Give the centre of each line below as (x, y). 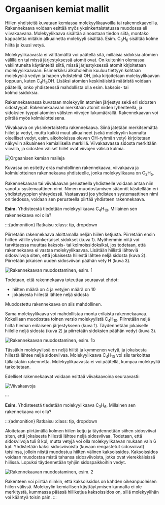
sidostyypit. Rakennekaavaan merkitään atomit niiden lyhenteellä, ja (74, 107)
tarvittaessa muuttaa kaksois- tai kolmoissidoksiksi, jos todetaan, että (76, 245)
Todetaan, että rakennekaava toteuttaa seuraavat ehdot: (62, 280)
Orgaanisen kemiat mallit (57, 9)
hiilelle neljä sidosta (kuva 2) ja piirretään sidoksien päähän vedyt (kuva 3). (81, 331)
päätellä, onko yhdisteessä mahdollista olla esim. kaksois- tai (67, 87)
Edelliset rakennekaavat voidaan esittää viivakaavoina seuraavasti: (72, 376)
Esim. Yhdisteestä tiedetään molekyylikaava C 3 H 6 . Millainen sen (70, 405)
